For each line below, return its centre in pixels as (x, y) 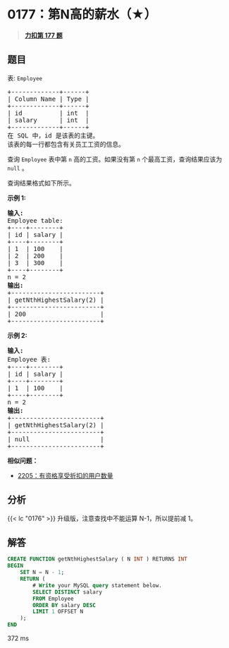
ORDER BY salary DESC (64, 605)
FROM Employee (53, 599)
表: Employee (25, 78)
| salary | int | (48, 120)
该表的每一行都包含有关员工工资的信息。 (66, 144)
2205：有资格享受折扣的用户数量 (66, 475)
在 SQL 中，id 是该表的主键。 (53, 135)
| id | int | (48, 113)
